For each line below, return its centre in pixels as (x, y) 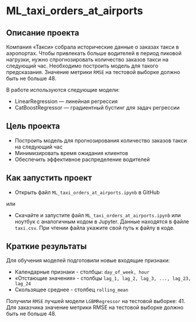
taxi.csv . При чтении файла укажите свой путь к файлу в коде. (94, 228)
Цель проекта (33, 126)
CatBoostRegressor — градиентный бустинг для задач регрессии (97, 107)
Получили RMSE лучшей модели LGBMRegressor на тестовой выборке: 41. (96, 301)
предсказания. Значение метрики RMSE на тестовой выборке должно (93, 72)
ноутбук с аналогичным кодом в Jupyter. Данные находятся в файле (102, 221)
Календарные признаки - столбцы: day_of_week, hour (82, 272)
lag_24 (23, 284)
